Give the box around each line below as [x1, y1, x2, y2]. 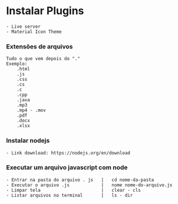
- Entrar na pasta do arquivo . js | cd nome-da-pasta [6, 177, 154, 183]
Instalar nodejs [6, 137, 50, 145]
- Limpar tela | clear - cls [6, 187, 141, 193]
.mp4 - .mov [17, 107, 46, 113]
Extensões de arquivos [6, 42, 73, 51]
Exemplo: [6, 61, 28, 67]
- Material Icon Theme [6, 28, 62, 35]
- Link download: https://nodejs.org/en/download [6, 150, 131, 156]
